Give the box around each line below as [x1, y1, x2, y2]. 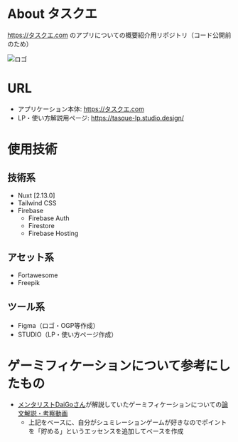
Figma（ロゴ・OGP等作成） [17, 321, 99, 329]
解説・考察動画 [23, 409, 68, 418]
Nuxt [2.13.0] [17, 191, 55, 200]
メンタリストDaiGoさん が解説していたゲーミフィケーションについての [17, 400, 222, 409]
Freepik [17, 278, 40, 287]
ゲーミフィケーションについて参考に [7, 357, 219, 374]
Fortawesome [17, 271, 58, 279]
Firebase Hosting [28, 229, 79, 237]
